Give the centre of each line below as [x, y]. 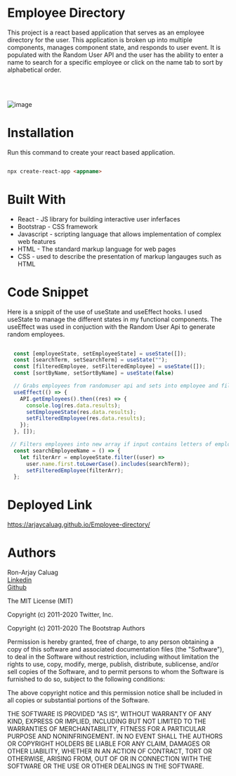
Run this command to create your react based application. [91, 152]
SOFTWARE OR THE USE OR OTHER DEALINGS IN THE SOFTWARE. [106, 766]
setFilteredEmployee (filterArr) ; [75, 470]
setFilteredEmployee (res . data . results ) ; [86, 419]
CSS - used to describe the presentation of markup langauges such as [119, 256]
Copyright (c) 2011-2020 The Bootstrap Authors [76, 628]
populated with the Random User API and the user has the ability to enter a [115, 55]
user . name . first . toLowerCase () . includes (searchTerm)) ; [108, 464]
